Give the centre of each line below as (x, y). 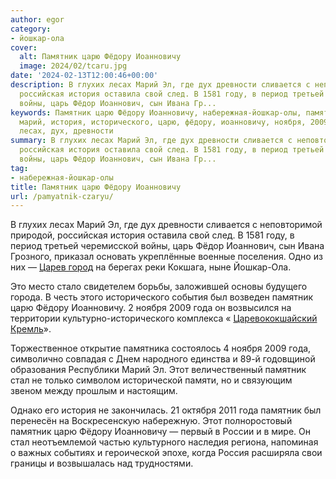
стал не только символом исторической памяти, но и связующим (151, 380)
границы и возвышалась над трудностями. (102, 463)
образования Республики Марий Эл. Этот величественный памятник (158, 370)
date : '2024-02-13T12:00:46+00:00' (84, 76)
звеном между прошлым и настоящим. (94, 391)
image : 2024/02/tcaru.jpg (73, 66)
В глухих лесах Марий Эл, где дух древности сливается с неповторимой (166, 225)
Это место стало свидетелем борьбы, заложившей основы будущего (159, 287)
